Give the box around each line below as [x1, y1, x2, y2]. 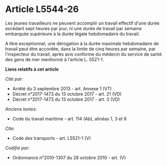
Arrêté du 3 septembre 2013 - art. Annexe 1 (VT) [12, 85, 112, 91]
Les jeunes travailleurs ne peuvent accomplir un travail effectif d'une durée [5, 20, 160, 26]
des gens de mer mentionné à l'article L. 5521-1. [5, 56, 104, 62]
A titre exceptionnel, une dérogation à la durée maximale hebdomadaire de [5, 40, 159, 46]
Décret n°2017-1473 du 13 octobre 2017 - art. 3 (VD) [12, 96, 120, 102]
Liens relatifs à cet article [5, 66, 59, 72]
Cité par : [5, 76, 23, 82]
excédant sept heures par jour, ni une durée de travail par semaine [5, 25, 142, 31]
